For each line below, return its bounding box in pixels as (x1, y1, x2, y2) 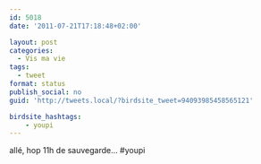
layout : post (9, 38, 58, 47)
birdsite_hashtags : (9, 112, 82, 121)
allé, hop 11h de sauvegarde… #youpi (9, 145, 146, 156)
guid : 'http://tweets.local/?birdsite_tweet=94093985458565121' (9, 96, 254, 105)
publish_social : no (9, 87, 82, 97)
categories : (9, 46, 54, 55)
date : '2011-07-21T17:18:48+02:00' (9, 22, 142, 30)
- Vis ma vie (17, 55, 66, 64)
